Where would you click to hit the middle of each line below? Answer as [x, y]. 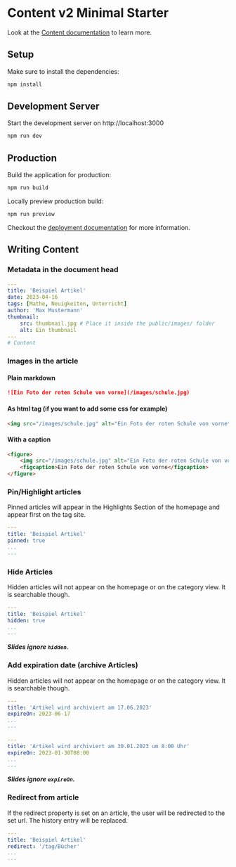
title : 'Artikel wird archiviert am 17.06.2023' [80, 707]
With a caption [29, 439]
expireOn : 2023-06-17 [39, 714]
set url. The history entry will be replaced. [68, 820]
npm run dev [25, 136]
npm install [25, 84]
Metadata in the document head [63, 270]
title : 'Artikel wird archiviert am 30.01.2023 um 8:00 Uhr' [99, 746]
